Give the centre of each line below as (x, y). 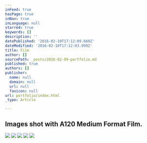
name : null (20, 77)
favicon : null (24, 91)
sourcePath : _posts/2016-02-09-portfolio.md (51, 59)
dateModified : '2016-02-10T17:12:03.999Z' (49, 46)
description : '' (21, 37)
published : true (21, 64)
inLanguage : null (23, 23)
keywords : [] (18, 32)
